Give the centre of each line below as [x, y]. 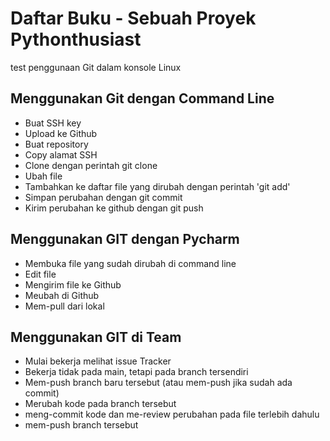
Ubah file [43, 176]
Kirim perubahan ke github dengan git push [114, 208]
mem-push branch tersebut [81, 425]
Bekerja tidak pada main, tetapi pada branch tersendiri [136, 372]
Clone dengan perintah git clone [91, 165]
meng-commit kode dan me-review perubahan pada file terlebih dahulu [172, 414]
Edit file [40, 274]
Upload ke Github [61, 133]
